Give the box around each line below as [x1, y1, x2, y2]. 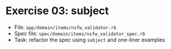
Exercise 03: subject [5, 4, 109, 18]
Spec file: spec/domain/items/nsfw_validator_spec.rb [14, 30, 145, 37]
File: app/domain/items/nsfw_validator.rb [14, 24, 117, 31]
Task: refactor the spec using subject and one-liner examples [14, 36, 166, 43]
